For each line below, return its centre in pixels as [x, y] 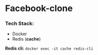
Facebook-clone [39, 8]
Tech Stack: [20, 24]
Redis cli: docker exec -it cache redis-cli [49, 48]
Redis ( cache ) [26, 39]
